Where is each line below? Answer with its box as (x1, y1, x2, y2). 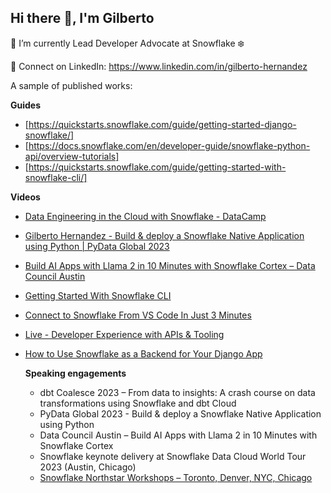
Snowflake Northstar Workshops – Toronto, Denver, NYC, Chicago (39, 471, 313, 483)
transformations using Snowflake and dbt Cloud (39, 397, 237, 409)
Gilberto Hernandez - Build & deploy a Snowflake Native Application (24, 229, 305, 241)
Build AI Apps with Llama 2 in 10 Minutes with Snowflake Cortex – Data (24, 259, 316, 271)
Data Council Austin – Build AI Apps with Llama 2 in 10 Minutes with (39, 429, 318, 441)
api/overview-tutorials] (24, 150, 120, 162)
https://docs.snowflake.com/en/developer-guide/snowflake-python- (28, 139, 311, 151)
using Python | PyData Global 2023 (24, 240, 170, 252)
